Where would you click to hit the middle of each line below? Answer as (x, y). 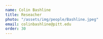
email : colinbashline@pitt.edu (38, 24)
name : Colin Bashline (28, 10)
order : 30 (16, 29)
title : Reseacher (24, 15)
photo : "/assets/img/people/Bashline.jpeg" (52, 19)
